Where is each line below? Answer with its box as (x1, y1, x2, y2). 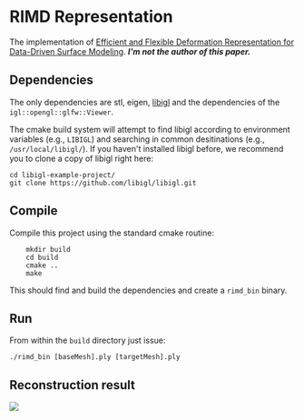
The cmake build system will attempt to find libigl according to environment (9, 124, 290, 135)
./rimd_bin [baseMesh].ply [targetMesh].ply (9, 353, 181, 362)
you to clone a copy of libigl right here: (9, 153, 154, 164)
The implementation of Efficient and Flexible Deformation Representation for (9, 36, 295, 47)
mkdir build (25, 245, 71, 254)
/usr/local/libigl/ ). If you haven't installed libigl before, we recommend (9, 143, 284, 154)
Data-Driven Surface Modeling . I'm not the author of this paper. (9, 45, 251, 56)
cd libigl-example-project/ (9, 170, 116, 179)
